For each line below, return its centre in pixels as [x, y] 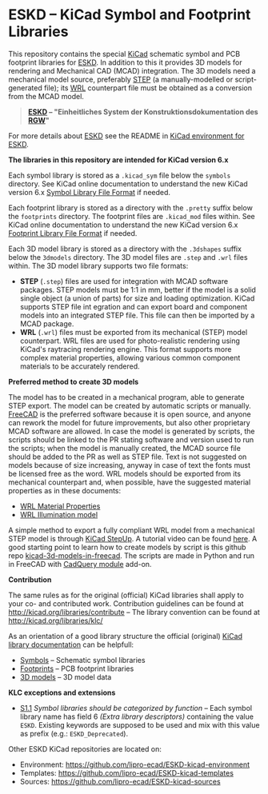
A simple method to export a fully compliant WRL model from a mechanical [132, 530]
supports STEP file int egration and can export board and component [134, 306]
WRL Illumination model [59, 514]
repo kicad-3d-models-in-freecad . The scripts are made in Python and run [131, 555]
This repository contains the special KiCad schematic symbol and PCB [124, 54]
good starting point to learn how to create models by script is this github [127, 547]
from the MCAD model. [46, 96]
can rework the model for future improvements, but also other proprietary [129, 422]
